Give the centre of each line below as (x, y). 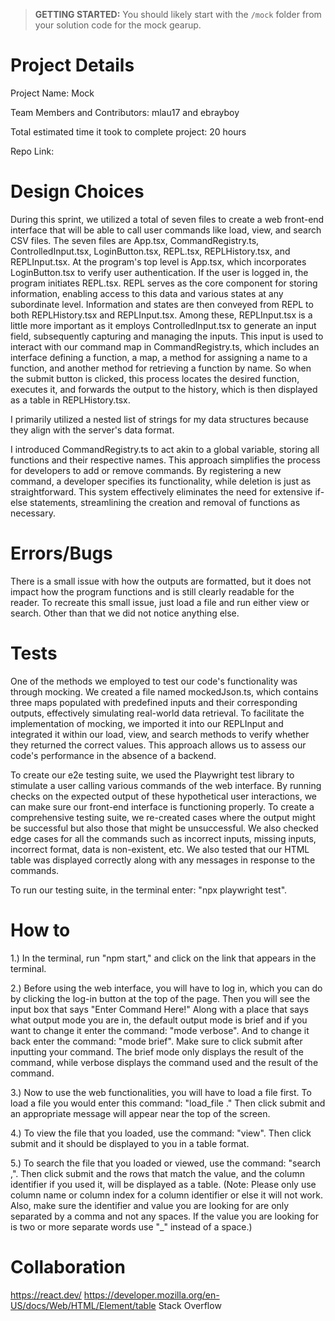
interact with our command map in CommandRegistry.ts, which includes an (165, 346)
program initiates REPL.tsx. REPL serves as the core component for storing (164, 283)
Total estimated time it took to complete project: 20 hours (128, 131)
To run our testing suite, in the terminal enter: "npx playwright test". (149, 890)
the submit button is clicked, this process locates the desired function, (155, 378)
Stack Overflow (190, 1305)
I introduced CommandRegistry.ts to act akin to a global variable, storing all (165, 449)
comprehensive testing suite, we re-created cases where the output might (163, 817)
